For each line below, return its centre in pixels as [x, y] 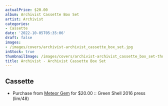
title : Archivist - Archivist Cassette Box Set [56, 61]
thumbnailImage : [22, 56]
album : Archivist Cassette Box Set [42, 14]
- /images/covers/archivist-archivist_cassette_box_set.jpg [69, 47]
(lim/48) [20, 98]
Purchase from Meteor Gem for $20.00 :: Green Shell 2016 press [79, 93]
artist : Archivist [24, 19]
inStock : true [20, 51]
